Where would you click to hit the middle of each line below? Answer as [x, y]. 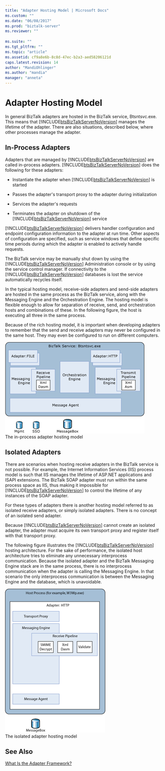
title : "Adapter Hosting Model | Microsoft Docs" [57, 10]
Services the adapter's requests [45, 204]
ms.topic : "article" [26, 52]
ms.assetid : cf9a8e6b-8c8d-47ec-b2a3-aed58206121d [58, 57]
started [19, 185]
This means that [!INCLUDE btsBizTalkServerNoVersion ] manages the [75, 122]
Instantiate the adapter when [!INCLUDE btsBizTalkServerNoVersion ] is [83, 179]
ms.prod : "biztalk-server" [33, 26]
